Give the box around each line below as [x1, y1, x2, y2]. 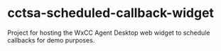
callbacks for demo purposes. [7, 35, 95, 44]
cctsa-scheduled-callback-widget [7, 5, 215, 21]
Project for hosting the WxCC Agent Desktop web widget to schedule [7, 28, 210, 37]
